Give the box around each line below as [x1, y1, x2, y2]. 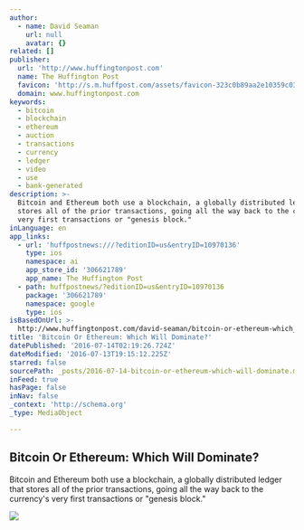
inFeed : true [9, 374, 59, 384]
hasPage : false [9, 383, 67, 393]
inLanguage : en [9, 223, 67, 232]
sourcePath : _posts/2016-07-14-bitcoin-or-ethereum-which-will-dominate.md [9, 366, 301, 375]
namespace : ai [25, 257, 79, 267]
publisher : [9, 55, 51, 64]
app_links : [9, 232, 51, 241]
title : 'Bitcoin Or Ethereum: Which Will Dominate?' [9, 333, 213, 342]
